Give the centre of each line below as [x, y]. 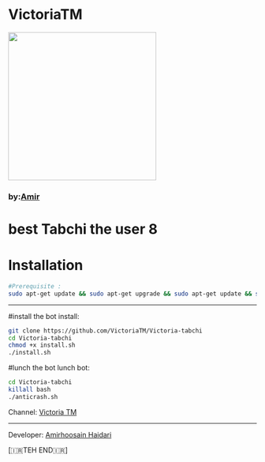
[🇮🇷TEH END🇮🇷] [38, 450]
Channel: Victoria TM [43, 411]
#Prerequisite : [35, 286]
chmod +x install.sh [42, 345]
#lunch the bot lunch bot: [49, 368]
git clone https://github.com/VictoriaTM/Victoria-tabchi [105, 331]
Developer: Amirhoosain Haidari [60, 434]
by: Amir [24, 197]
